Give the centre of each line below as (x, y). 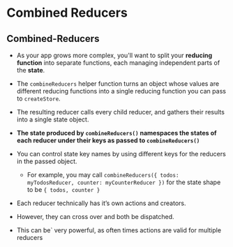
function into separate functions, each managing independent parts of (118, 63)
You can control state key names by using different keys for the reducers (121, 154)
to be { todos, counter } (63, 189)
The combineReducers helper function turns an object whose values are (118, 84)
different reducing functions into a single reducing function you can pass (121, 91)
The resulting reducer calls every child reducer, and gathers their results (120, 112)
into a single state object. (53, 119)
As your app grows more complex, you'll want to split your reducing (114, 55)
